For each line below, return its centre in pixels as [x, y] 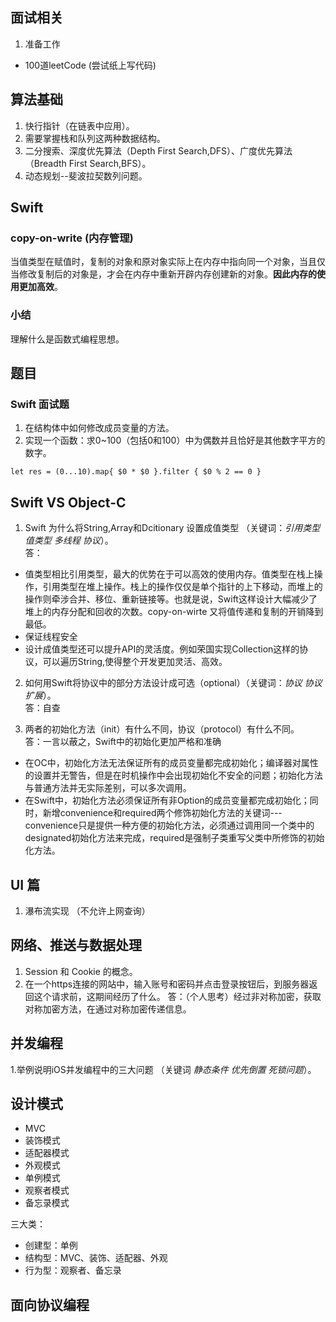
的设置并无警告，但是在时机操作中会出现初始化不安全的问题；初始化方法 [173, 775]
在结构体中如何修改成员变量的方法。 [99, 428]
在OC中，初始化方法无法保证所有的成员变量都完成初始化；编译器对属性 [171, 763]
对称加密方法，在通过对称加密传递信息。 [108, 1009]
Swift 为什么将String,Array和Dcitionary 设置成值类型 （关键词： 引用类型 [172, 528]
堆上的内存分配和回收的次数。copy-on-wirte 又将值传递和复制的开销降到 [174, 612]
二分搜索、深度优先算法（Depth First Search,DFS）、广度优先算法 [158, 150]
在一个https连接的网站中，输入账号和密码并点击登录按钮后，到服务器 [167, 984]
